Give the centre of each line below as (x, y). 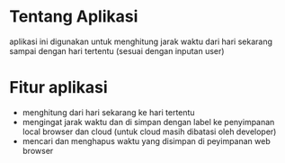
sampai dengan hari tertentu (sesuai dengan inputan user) (117, 50)
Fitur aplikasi (58, 88)
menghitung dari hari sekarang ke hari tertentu (108, 112)
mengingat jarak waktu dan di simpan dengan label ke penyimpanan (148, 122)
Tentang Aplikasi (74, 17)
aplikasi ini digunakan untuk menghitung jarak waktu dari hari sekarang (141, 41)
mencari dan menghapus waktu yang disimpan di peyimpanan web (147, 140)
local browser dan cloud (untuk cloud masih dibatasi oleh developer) (149, 131)
